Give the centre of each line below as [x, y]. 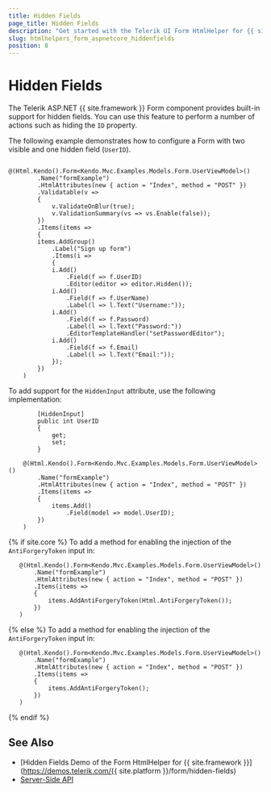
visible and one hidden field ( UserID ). [70, 149]
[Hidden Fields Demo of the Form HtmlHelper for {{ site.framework [131, 762]
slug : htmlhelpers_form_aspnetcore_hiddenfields [92, 38]
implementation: [35, 399]
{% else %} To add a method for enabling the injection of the [109, 630]
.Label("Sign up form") [91, 249]
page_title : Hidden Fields [54, 23]
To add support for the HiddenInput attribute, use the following [112, 391]
